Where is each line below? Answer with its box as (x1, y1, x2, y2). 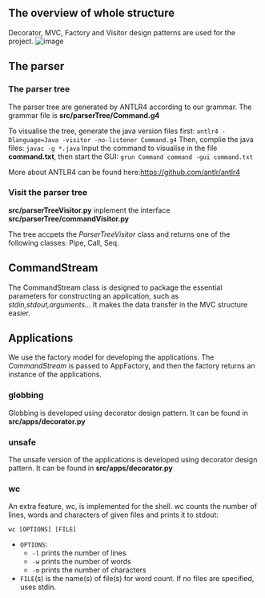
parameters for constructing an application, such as (8, 291, 179, 300)
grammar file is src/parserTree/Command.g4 (8, 110, 160, 120)
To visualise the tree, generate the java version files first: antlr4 (8, 126, 219, 136)
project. (8, 36, 34, 46)
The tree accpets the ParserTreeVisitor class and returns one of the (8, 229, 231, 239)
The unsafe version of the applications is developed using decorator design (8, 455, 258, 465)
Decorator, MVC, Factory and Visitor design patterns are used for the (8, 27, 236, 37)
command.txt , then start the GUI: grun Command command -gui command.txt (8, 152, 254, 161)
